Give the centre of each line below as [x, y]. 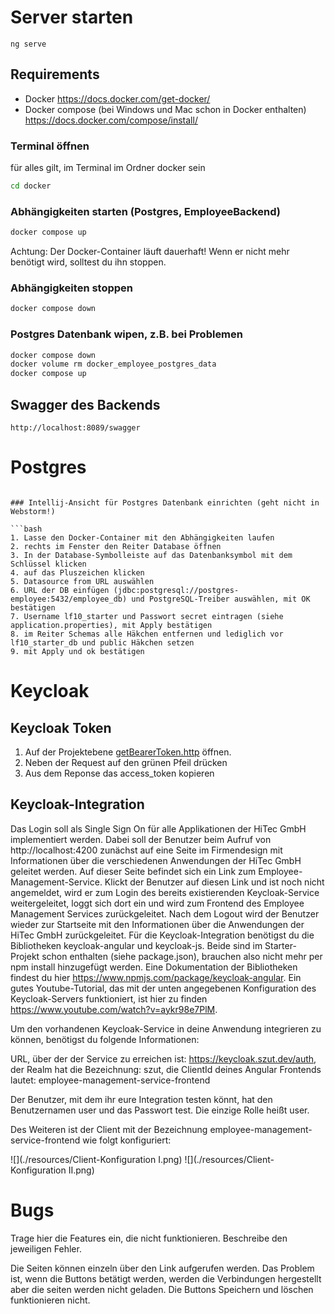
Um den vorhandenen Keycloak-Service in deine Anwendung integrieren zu [166, 1028]
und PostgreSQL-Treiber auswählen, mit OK [221, 599]
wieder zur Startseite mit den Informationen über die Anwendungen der [157, 924]
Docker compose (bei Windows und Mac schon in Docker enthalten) [165, 109]
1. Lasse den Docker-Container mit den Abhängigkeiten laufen [142, 537]
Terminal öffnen [50, 146]
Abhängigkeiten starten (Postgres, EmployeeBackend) [145, 211]
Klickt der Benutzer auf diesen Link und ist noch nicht [214, 882]
